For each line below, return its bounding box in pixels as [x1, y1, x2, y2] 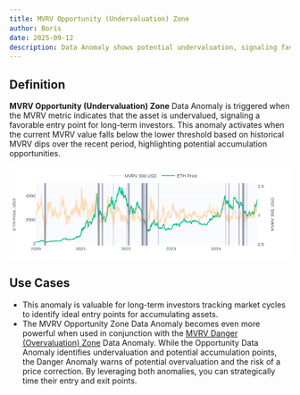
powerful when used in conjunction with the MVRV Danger [21, 327, 238, 339]
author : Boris [9, 23, 62, 33]
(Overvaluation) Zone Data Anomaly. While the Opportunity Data [21, 337, 259, 348]
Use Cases [9, 275, 71, 290]
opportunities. [9, 148, 61, 159]
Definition [9, 77, 65, 92]
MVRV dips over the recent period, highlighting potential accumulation [9, 139, 268, 149]
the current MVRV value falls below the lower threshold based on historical [9, 130, 284, 140]
